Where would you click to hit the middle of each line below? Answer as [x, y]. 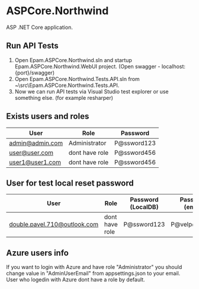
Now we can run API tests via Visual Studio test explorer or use [92, 91]
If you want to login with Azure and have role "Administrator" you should [94, 267]
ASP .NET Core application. [39, 27]
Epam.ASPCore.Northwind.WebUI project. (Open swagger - [88, 66]
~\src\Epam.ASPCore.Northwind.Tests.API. [67, 85]
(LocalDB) [144, 207]
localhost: [173, 66]
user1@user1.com [35, 162]
